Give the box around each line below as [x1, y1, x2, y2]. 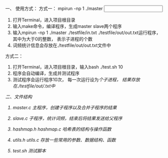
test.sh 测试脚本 [12, 148, 46, 153]
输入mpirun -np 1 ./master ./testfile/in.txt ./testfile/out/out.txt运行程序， [12, 29, 161, 36]
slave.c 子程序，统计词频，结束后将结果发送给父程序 [12, 115, 123, 121]
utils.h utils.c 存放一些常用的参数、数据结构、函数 [12, 137, 116, 143]
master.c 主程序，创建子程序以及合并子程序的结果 [12, 105, 117, 110]
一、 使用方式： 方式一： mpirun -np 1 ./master [5, 6, 103, 11]
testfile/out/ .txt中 [20, 83, 56, 89]
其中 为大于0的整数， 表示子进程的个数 [12, 36, 93, 42]
